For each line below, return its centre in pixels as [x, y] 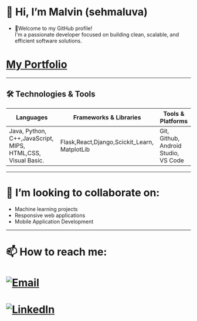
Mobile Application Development [54, 221]
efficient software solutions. [48, 41]
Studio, [169, 153]
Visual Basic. [27, 160]
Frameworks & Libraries [107, 117]
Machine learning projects [46, 209]
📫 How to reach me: [57, 252]
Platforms [174, 121]
